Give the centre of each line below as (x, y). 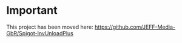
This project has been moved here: (50, 27)
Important (32, 10)
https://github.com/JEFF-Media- (135, 27)
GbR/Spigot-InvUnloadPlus (40, 33)
